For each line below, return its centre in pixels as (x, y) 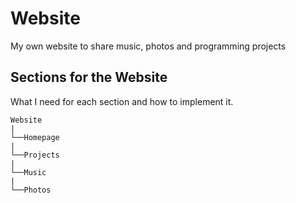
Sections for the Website (89, 77)
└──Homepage (35, 137)
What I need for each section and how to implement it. (122, 101)
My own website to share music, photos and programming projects (148, 46)
